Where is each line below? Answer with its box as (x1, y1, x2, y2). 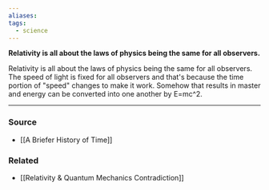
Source (8, 117, 38, 128)
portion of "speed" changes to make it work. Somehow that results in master (8, 81, 261, 90)
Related (8, 155, 39, 166)
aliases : (8, 11, 38, 20)
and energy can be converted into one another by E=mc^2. (8, 89, 203, 99)
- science (15, 26, 48, 34)
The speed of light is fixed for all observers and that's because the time (8, 73, 244, 82)
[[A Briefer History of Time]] (19, 135, 113, 144)
